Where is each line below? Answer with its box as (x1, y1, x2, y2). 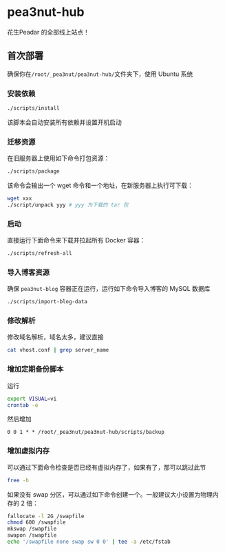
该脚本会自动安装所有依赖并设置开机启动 (7, 118, 122, 126)
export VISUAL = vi (7, 395, 57, 402)
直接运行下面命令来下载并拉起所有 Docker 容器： (7, 236, 146, 245)
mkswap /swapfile (7, 526, 57, 533)
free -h (7, 477, 30, 484)
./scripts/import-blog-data (7, 298, 88, 305)
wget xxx (7, 195, 32, 202)
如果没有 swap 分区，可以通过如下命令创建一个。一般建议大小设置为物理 (7, 490, 213, 498)
